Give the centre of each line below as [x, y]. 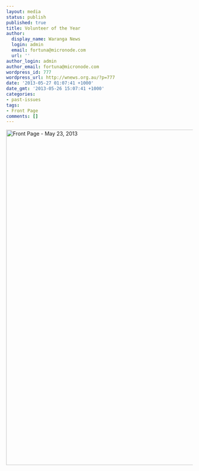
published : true [26, 22]
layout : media [24, 12]
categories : [21, 94]
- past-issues [24, 99]
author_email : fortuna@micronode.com [53, 67]
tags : [13, 105]
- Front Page [22, 111]
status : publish [26, 17]
